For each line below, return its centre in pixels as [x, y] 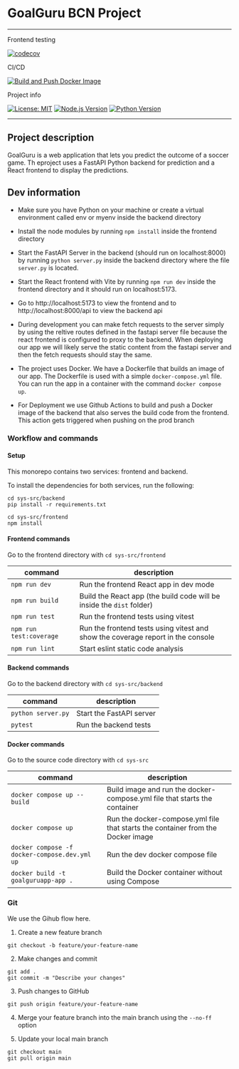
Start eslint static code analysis [131, 648]
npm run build [35, 600]
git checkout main [34, 1052]
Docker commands [36, 744]
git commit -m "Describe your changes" [67, 978]
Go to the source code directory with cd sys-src [78, 760]
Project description [51, 138]
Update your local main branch [63, 1038]
